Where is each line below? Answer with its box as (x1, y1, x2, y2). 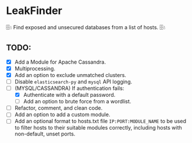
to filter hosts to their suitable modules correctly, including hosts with (14, 124, 182, 131)
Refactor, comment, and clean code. (14, 104, 103, 111)
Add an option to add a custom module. (14, 111, 110, 118)
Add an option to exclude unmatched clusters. (14, 71, 126, 78)
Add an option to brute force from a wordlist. (23, 98, 132, 105)
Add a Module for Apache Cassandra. (14, 58, 106, 65)
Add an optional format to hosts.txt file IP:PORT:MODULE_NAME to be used (14, 118, 187, 125)
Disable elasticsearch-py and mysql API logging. (14, 78, 133, 85)
